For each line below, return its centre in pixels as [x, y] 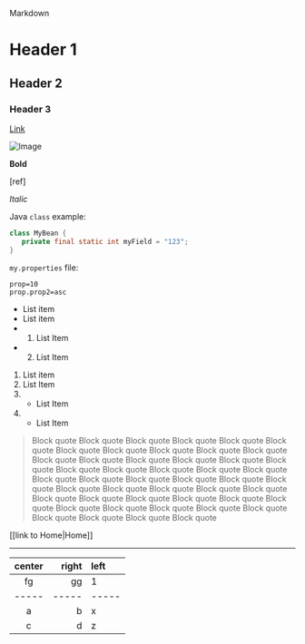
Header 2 [36, 83]
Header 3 [30, 109]
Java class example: [48, 216]
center [29, 566]
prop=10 [24, 284]
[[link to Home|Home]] [51, 535]
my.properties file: [44, 268]
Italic [19, 199]
